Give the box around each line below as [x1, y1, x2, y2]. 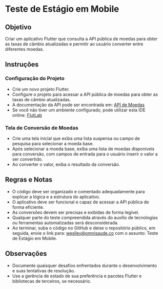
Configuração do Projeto [5, 75, 65, 82]
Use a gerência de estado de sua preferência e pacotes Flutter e [12, 273, 142, 279]
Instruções [5, 60, 39, 69]
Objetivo [5, 23, 32, 31]
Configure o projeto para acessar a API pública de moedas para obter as [12, 91, 158, 97]
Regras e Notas [5, 176, 53, 184]
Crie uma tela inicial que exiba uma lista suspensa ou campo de [12, 135, 140, 141]
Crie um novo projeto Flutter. [12, 86, 70, 92]
